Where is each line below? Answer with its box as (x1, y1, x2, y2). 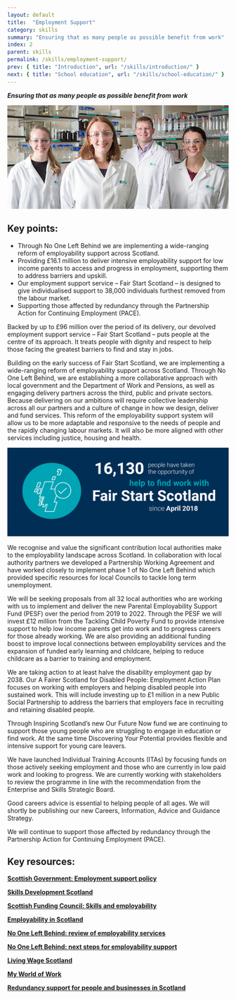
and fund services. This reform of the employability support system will (7, 411, 214, 419)
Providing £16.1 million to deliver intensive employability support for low (17, 256, 223, 264)
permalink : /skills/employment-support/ (7, 56, 128, 63)
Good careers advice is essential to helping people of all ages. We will (7, 799, 210, 807)
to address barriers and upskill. (17, 271, 107, 280)
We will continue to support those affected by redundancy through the (7, 828, 211, 836)
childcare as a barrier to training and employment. (7, 654, 152, 663)
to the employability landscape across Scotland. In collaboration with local (7, 551, 222, 560)
